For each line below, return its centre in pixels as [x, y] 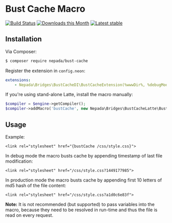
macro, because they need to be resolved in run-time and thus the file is [81, 210]
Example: [15, 137]
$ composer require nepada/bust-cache [47, 61]
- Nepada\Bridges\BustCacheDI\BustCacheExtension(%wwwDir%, [80, 85]
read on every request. [29, 215]
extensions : [18, 80]
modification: [19, 161]
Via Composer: [21, 51]
